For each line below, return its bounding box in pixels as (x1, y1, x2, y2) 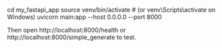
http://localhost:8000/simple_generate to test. (7, 33, 137, 41)
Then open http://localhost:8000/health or (7, 26, 126, 34)
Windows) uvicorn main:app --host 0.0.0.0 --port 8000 (7, 13, 163, 21)
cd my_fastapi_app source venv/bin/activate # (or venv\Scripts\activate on (7, 6, 216, 14)
